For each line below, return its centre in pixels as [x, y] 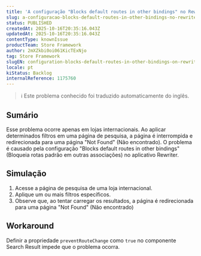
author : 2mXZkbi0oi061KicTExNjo [46, 51]
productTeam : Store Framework [44, 45]
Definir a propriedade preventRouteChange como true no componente [91, 240]
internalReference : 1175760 [41, 78]
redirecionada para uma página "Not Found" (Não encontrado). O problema [99, 142]
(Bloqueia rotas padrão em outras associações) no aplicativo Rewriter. [93, 155]
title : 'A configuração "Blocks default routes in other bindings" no [96, 12]
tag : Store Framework [33, 56]
